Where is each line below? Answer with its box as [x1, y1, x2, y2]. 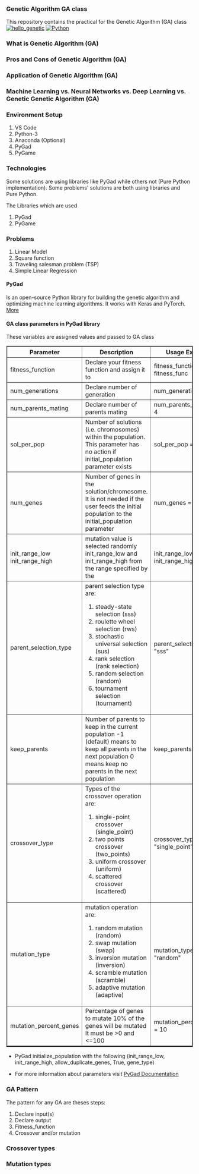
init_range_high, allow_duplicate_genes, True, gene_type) [14, 1059, 155, 1066]
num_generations [10, 387, 59, 395]
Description [99, 348, 133, 357]
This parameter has [85, 440, 139, 449]
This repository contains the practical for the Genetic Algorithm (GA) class [6, 18, 187, 26]
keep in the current [85, 723, 138, 731]
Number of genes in [85, 473, 141, 481]
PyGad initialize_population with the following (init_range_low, [14, 1053, 165, 1060]
